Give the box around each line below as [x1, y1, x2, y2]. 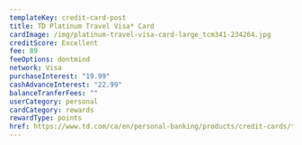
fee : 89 [9, 47, 39, 56]
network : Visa [9, 64, 63, 73]
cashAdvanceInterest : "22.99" [9, 80, 123, 89]
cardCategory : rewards [9, 105, 94, 114]
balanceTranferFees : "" [9, 88, 99, 97]
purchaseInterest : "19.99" [9, 72, 111, 81]
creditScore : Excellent [9, 38, 99, 48]
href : [9, 122, 30, 131]
